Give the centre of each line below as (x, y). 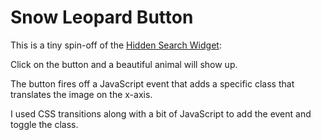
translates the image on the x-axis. (81, 94)
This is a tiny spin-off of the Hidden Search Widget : (116, 45)
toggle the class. (44, 124)
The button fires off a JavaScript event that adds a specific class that (152, 83)
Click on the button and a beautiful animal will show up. (124, 64)
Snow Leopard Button (102, 17)
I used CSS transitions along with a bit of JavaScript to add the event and (161, 113)
